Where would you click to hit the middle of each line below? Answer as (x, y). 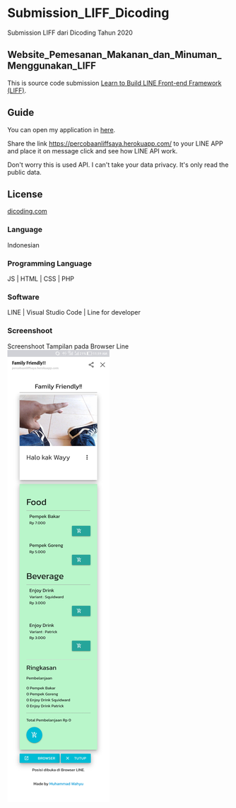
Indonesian (24, 245)
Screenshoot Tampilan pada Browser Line (68, 346)
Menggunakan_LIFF (52, 66)
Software (24, 297)
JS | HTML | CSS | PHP (41, 279)
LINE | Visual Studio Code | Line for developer (74, 312)
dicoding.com (27, 211)
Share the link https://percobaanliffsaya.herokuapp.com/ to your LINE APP (116, 144)
